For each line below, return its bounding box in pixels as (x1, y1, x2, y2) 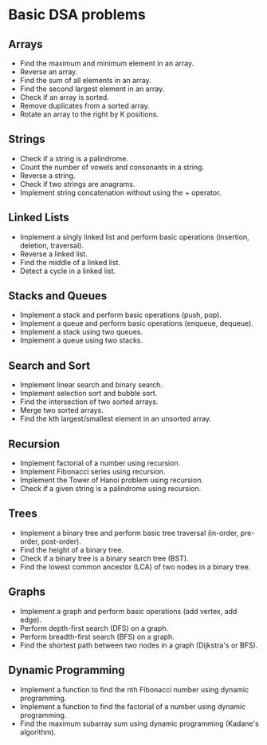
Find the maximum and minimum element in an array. (19, 58, 194, 68)
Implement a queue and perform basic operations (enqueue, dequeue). (19, 319, 253, 328)
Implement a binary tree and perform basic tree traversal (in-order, (19, 528, 239, 537)
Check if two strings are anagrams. (19, 179, 135, 188)
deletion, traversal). (19, 240, 84, 250)
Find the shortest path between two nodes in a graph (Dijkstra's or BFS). (19, 640, 258, 650)
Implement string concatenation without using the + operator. (19, 188, 222, 197)
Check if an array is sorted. (19, 93, 109, 101)
